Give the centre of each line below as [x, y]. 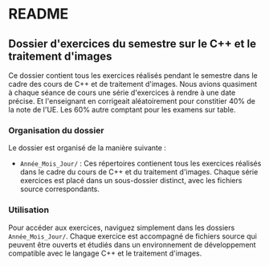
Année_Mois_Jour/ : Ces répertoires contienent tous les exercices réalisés [141, 164]
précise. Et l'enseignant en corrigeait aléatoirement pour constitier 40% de [132, 101]
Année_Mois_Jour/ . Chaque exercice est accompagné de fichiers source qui [132, 236]
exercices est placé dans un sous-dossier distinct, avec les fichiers [131, 181]
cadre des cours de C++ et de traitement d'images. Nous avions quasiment [133, 84]
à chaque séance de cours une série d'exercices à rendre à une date [122, 92]
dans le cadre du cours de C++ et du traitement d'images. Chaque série [139, 172]
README [39, 14]
